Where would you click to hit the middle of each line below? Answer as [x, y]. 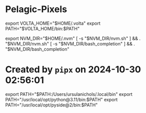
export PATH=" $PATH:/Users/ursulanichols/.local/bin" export [69, 94]
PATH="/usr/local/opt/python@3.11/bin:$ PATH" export [62, 99]
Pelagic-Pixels [36, 9]
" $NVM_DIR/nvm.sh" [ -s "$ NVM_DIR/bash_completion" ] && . [70, 43]
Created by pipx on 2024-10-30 [73, 70]
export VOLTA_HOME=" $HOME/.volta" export [53, 23]
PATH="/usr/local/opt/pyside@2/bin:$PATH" [51, 105]
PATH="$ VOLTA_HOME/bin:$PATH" [43, 28]
